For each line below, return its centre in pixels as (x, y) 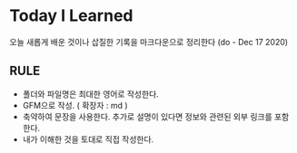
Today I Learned (71, 16)
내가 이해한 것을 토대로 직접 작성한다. (88, 139)
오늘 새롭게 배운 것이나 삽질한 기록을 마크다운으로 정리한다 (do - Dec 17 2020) (149, 42)
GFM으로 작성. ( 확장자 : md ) (75, 105)
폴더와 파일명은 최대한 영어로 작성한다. (90, 94)
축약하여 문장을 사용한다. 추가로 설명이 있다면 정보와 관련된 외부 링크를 (147, 116)
